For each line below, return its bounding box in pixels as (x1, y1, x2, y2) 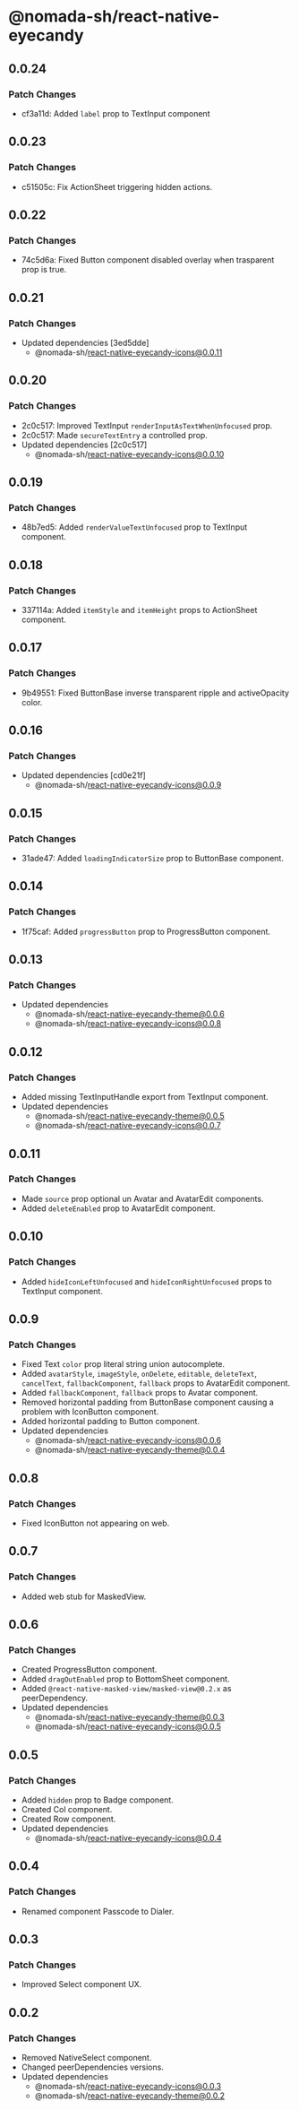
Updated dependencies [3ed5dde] (21, 337, 149, 348)
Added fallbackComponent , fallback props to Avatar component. (21, 1388, 259, 1398)
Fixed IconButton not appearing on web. (21, 1518, 170, 1528)
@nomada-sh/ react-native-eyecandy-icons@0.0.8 (34, 1018, 222, 1029)
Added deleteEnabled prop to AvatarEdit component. (21, 1203, 216, 1214)
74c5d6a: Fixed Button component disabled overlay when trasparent (21, 255, 275, 265)
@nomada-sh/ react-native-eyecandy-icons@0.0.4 (34, 1832, 222, 1843)
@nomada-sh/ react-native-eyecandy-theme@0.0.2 (34, 2090, 226, 2101)
